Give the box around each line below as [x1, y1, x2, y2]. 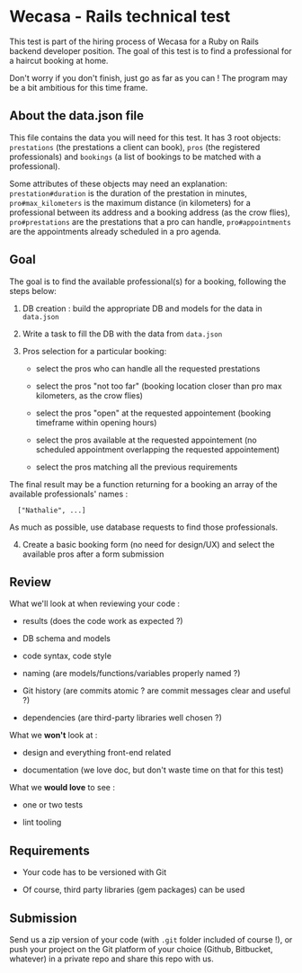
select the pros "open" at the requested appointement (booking [35, 407, 271, 418]
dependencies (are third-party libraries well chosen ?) [22, 712, 223, 723]
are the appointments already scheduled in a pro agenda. [9, 226, 222, 237]
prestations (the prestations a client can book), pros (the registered [9, 141, 261, 152]
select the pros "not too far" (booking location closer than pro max [35, 380, 282, 391]
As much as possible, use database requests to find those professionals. [9, 522, 279, 532]
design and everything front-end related [22, 747, 172, 758]
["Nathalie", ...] [17, 505, 87, 514]
